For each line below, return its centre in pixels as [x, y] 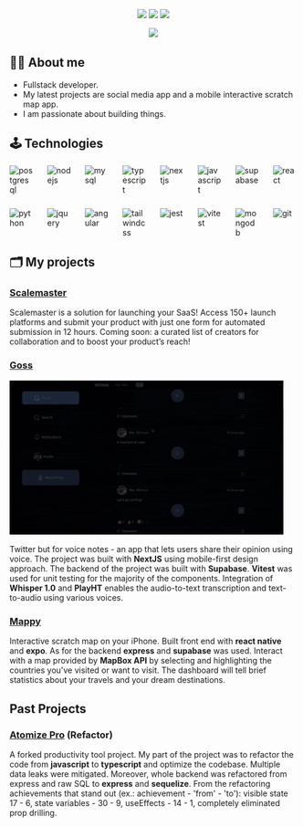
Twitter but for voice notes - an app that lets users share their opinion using [151, 549]
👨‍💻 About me [47, 63]
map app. [41, 104]
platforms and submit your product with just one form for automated [137, 322]
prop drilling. [33, 812]
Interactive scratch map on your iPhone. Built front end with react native [146, 641]
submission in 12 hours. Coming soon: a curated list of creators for [135, 332]
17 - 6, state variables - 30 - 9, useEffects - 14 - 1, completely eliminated [145, 802]
